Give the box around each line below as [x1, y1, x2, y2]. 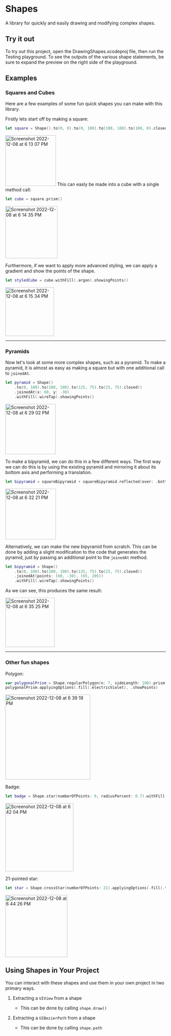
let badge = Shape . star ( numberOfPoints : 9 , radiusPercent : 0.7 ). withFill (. [5, 794, 169, 799]
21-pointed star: [5, 875, 39, 882]
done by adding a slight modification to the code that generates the [5, 549, 147, 555]
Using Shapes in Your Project [5, 966, 99, 975]
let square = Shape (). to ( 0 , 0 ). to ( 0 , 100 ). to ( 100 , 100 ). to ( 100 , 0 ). [5, 126, 154, 131]
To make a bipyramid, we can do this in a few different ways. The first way [5, 458, 161, 464]
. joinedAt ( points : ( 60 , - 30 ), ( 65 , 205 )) [14, 574, 104, 579]
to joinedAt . [5, 370, 31, 376]
